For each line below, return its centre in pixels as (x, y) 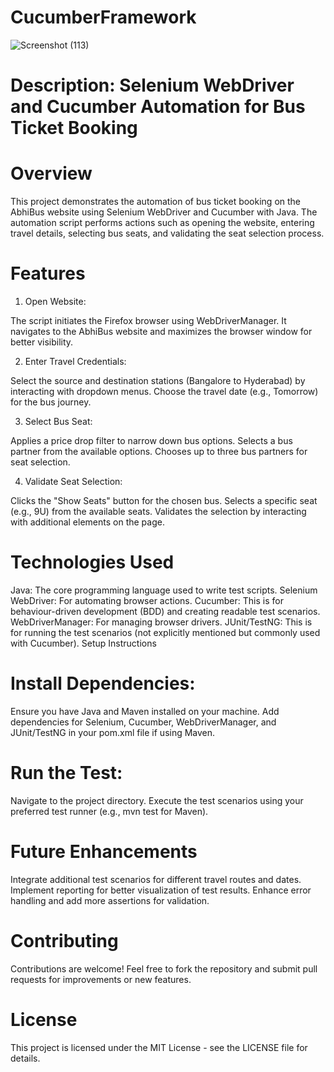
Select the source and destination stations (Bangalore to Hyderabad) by (158, 380)
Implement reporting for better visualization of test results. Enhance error (161, 890)
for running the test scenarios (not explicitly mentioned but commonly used (165, 632)
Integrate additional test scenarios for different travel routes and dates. (156, 879)
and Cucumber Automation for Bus (158, 107)
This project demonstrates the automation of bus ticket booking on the (156, 202)
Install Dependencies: (103, 683)
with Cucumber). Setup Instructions (83, 643)
